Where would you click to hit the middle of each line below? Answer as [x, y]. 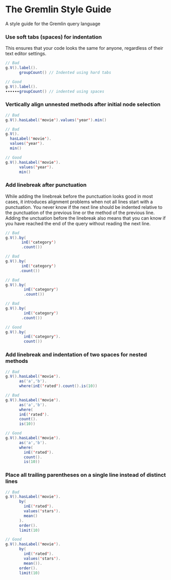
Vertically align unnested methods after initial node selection [83, 105]
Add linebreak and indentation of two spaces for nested [76, 355]
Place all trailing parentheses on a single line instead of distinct [85, 475]
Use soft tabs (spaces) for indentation [54, 37]
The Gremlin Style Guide [59, 9]
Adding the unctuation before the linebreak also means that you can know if [85, 218]
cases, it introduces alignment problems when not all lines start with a [79, 202]
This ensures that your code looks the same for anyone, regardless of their [84, 48]
